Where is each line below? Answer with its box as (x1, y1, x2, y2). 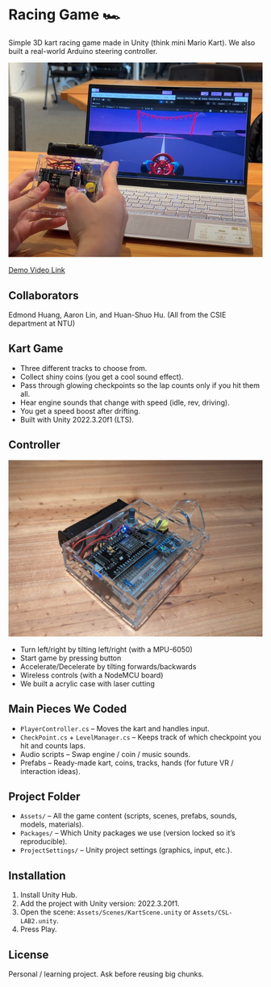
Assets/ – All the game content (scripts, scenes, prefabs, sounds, (19, 811, 237, 821)
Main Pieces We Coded (8, 702, 127, 716)
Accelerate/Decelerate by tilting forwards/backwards (19, 661, 197, 671)
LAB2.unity (19, 918, 57, 926)
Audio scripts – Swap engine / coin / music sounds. (19, 749, 191, 759)
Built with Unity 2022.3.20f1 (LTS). (19, 414, 135, 424)
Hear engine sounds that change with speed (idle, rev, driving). (19, 398, 230, 407)
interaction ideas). (19, 766, 81, 776)
